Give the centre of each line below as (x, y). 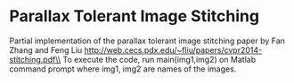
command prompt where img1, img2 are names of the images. (123, 69)
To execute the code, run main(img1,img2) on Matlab (159, 59)
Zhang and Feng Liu (46, 49)
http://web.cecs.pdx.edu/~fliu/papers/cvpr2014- (173, 49)
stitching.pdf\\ (35, 59)
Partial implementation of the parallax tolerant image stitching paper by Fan (147, 41)
